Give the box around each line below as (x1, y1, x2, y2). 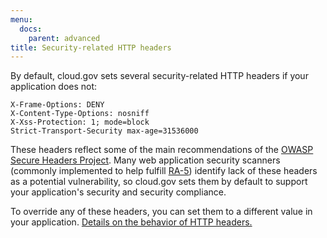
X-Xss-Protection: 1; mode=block (10, 117, 150, 128)
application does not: (10, 81, 98, 93)
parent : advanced (28, 33, 101, 43)
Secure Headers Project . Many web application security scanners (10, 154, 281, 166)
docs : (19, 24, 43, 34)
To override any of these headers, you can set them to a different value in (10, 206, 313, 218)
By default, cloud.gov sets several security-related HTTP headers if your (10, 70, 309, 82)
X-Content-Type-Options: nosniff (10, 109, 150, 119)
